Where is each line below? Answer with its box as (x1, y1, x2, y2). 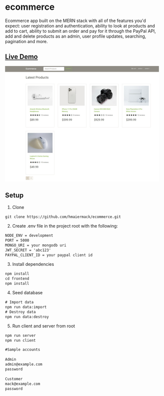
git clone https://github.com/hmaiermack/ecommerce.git (5, 214, 121, 219)
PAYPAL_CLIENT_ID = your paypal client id (5, 253, 93, 257)
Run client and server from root (12, 323, 75, 329)
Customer (5, 376, 23, 381)
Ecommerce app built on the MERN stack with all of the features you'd (5, 18, 146, 23)
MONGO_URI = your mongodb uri (5, 243, 67, 248)
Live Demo (5, 53, 38, 61)
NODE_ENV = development (5, 233, 54, 238)
